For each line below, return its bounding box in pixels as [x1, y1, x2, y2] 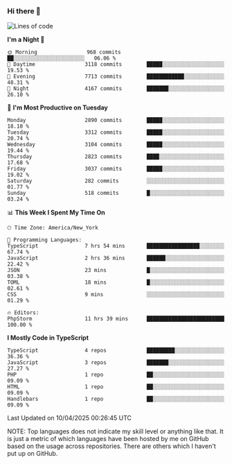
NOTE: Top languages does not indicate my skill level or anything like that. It [7, 427, 224, 436]
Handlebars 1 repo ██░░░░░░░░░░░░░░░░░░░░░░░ [7, 395, 225, 403]
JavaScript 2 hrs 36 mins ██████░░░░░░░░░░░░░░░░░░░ [7, 255, 225, 262]
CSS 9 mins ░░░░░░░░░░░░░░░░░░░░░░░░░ [7, 291, 225, 298]
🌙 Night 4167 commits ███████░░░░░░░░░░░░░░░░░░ [7, 85, 225, 92]
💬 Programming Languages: [7, 237, 82, 243]
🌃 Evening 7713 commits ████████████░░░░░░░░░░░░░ [7, 73, 225, 80]
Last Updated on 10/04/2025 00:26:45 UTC [7, 414, 132, 422]
